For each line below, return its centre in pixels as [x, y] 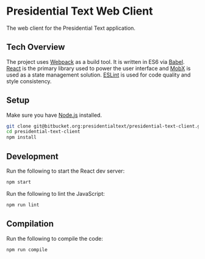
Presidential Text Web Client [80, 11]
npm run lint [23, 205]
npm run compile [27, 250]
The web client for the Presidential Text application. [71, 28]
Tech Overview [36, 47]
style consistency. [29, 81]
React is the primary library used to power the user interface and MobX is [99, 68]
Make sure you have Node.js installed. [54, 115]
